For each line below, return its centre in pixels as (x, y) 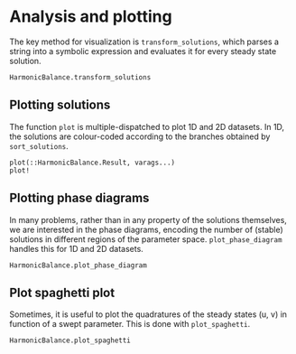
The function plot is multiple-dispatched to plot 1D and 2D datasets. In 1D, (147, 126)
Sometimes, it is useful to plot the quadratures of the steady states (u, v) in (148, 314)
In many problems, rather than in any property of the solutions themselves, (148, 219)
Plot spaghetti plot (62, 292)
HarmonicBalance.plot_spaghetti (70, 340)
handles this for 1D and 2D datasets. (77, 248)
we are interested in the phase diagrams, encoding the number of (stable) (147, 229)
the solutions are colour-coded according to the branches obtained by (140, 136)
